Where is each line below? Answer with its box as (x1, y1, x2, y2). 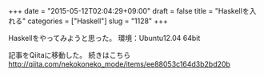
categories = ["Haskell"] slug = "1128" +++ (27, 16, 168, 26)
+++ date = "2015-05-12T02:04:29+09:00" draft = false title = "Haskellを (8, 6, 250, 15)
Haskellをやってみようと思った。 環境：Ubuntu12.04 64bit (8, 34, 201, 43)
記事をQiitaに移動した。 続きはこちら (8, 51, 130, 59)
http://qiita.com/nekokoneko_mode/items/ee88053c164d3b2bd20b (8, 59, 230, 69)
